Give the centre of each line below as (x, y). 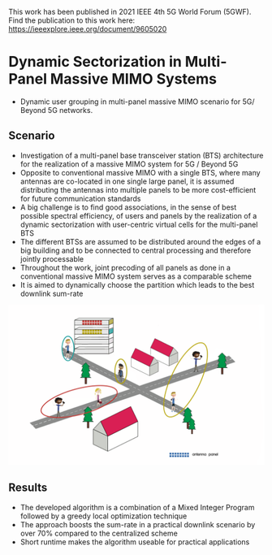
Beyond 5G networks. (56, 110)
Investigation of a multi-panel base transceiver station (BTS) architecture (142, 155)
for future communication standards (80, 198)
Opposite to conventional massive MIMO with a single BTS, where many (140, 172)
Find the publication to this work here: (72, 20)
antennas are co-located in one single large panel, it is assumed (127, 181)
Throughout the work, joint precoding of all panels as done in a (125, 267)
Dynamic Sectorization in (95, 62)
